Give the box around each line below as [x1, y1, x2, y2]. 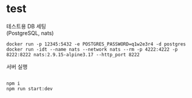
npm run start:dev [6, 85, 53, 92]
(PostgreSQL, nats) [6, 29, 54, 36]
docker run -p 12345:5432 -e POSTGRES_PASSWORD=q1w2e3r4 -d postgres [6, 41, 187, 47]
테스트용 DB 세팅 [6, 22, 47, 30]
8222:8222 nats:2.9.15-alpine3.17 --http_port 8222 [6, 51, 140, 57]
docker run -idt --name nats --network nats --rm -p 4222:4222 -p [6, 46, 178, 53]
